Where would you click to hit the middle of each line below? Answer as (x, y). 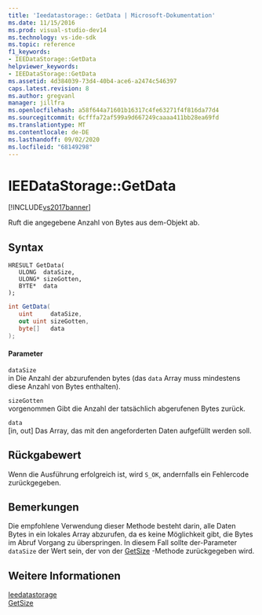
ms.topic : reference (42, 45)
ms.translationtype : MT (47, 125)
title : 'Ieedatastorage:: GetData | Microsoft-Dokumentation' (112, 15)
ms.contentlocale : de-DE (49, 132)
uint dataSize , (50, 314)
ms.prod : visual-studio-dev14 (58, 30)
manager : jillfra (36, 103)
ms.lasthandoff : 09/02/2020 (54, 139)
